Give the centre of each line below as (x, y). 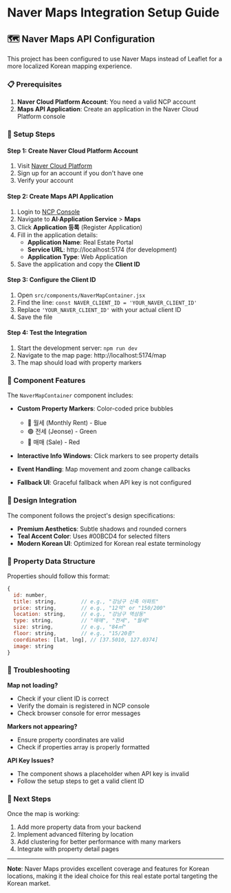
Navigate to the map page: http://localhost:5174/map (91, 355)
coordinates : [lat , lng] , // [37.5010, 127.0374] (86, 640)
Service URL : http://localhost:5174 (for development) (102, 250)
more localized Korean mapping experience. (70, 66)
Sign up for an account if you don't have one (80, 173)
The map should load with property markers (79, 363)
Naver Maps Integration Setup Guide (113, 13)
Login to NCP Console (48, 212)
